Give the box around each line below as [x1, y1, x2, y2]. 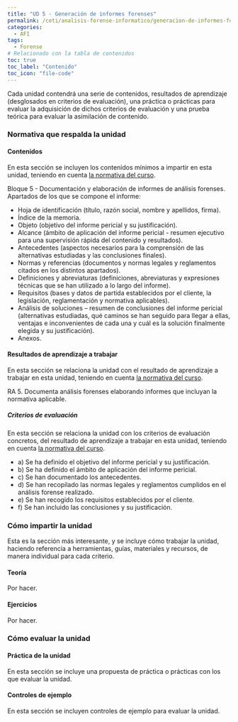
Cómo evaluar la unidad [7, 633, 91, 643]
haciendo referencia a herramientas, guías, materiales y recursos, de [7, 545, 208, 553]
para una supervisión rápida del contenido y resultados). [17, 236, 183, 244]
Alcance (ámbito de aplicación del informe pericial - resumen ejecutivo [17, 228, 225, 236]
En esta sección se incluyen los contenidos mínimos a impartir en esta [7, 163, 212, 171]
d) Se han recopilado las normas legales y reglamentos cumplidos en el [17, 480, 227, 488]
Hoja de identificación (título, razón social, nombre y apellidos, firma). [17, 205, 221, 214]
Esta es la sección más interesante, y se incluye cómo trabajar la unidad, [7, 537, 220, 545]
